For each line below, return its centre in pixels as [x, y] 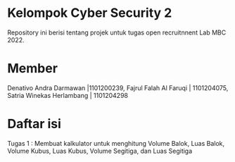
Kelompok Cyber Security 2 [90, 13]
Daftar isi [34, 124]
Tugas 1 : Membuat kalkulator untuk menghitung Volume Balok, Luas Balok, [116, 143]
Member [33, 69]
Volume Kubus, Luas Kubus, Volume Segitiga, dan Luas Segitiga [100, 151]
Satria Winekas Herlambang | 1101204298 [68, 95]
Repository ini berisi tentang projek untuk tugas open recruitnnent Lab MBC [117, 32]
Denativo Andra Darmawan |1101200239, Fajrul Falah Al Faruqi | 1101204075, [118, 88]
